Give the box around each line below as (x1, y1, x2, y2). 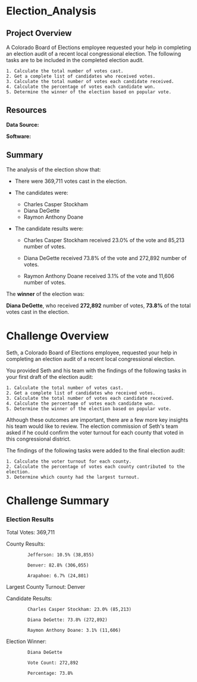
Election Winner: (6, 638, 46, 645)
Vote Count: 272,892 (27, 660, 79, 666)
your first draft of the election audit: (6, 373, 93, 380)
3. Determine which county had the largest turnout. (6, 474, 140, 480)
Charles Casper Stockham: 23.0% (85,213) (27, 607, 132, 613)
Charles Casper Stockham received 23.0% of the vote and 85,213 (23, 236, 185, 243)
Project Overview (6, 28, 72, 38)
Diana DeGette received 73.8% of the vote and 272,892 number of (23, 254, 187, 261)
